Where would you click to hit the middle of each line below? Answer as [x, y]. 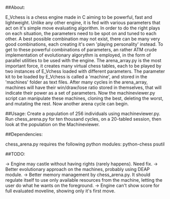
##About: [15, 7]
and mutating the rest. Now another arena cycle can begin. [67, 104]
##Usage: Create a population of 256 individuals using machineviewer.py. [83, 113]
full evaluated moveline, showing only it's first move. [60, 191]
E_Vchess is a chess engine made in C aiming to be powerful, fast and [79, 17]
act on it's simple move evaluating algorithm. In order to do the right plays [83, 28]
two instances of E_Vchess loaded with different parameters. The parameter [85, 71]
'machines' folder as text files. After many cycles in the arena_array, [77, 82]
